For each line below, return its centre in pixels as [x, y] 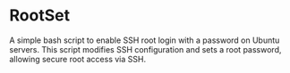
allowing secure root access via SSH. [77, 59]
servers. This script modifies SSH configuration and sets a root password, [145, 49]
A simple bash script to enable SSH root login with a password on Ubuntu [145, 40]
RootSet [39, 16]
